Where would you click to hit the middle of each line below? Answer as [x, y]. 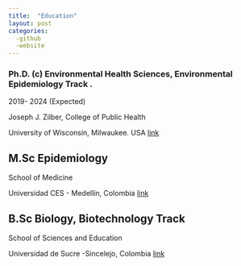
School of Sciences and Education [65, 238]
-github [29, 38]
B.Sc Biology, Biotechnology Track [97, 218]
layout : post [30, 23]
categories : [28, 31]
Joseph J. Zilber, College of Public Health [77, 117]
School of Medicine [41, 177]
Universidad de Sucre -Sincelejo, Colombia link [87, 254]
